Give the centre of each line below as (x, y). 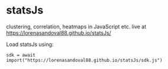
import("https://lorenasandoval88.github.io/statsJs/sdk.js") (84, 60)
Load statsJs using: (30, 44)
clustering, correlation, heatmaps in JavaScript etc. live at (76, 27)
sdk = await (21, 55)
